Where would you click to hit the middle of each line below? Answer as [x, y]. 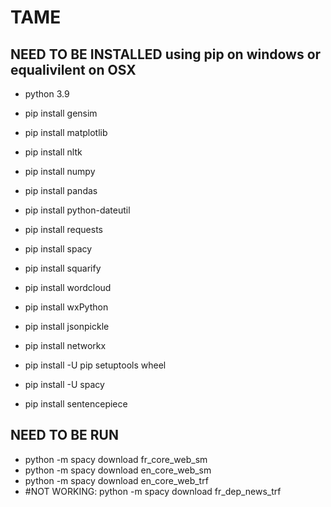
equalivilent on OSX [73, 69]
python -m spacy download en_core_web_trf [116, 480]
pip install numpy [60, 171]
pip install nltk [53, 152]
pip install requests [63, 229]
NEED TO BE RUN [64, 435]
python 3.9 [47, 94]
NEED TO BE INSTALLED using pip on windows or [166, 54]
